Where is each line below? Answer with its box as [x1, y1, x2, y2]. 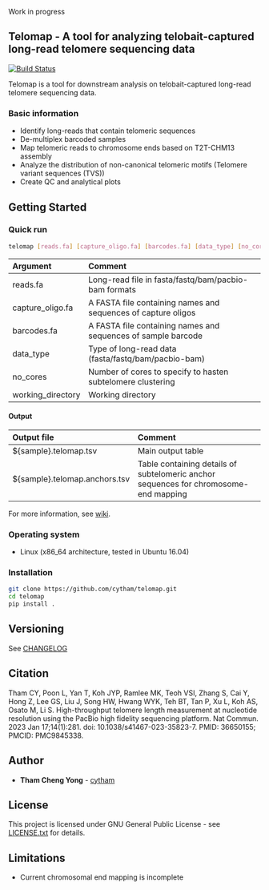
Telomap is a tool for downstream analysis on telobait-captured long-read [8, 79, 251, 89]
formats [106, 284, 136, 295]
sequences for [137, 478, 192, 489]
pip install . [8, 600, 56, 608]
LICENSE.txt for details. [8, 828, 86, 838]
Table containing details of [137, 458, 238, 469]
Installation [8, 567, 54, 578]
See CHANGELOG [8, 643, 68, 653]
